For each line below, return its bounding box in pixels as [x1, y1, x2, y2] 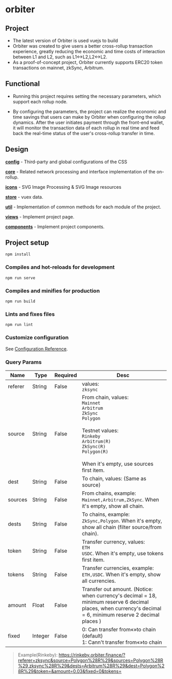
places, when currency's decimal [81, 605, 162, 612]
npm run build [5, 299, 36, 304]
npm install [5, 252, 31, 257]
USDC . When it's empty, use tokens [81, 550, 164, 557]
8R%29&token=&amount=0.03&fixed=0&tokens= [17, 668, 122, 674]
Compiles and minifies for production [5, 287, 100, 294]
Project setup [5, 238, 50, 247]
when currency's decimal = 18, [81, 592, 157, 599]
